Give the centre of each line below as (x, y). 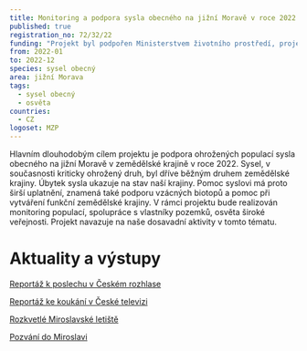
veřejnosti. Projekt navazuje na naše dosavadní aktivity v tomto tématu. (143, 222)
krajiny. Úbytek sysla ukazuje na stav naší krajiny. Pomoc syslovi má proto (148, 183)
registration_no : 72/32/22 (61, 35)
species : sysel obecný (53, 69)
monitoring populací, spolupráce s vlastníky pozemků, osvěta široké (138, 212)
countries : (30, 111)
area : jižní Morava (47, 77)
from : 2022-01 (37, 52)
